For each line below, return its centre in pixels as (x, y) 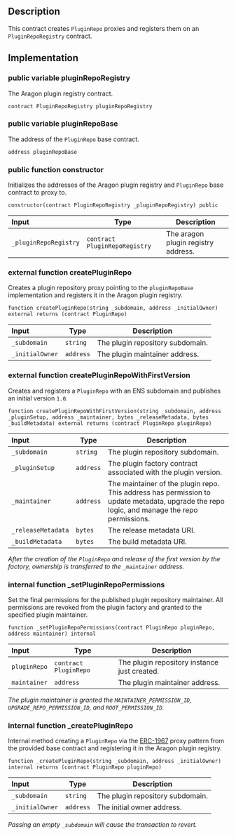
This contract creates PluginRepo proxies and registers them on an (104, 28)
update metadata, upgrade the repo (166, 501)
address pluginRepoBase (43, 152)
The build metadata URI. (148, 542)
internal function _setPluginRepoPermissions (86, 584)
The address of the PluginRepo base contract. (74, 139)
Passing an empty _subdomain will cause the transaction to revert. (103, 825)
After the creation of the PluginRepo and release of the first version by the (114, 559)
